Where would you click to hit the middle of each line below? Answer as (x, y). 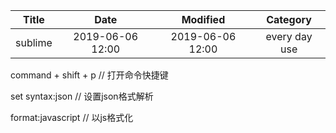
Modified (203, 19)
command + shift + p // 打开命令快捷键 (89, 75)
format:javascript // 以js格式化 (72, 117)
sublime (34, 42)
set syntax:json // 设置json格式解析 (82, 96)
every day (289, 36)
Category (289, 19)
